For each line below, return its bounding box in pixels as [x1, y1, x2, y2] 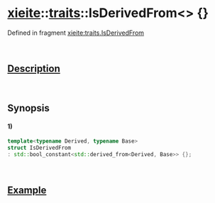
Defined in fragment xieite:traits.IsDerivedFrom [7, 28, 144, 37]
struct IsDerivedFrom [7, 144, 72, 152]
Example [7, 185, 47, 197]
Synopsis [7, 102, 50, 114]
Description [7, 62, 60, 75]
